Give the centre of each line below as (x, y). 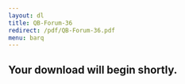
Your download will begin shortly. (93, 69)
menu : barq (26, 38)
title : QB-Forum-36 (40, 23)
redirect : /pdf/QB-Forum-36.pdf (62, 30)
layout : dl (26, 15)
